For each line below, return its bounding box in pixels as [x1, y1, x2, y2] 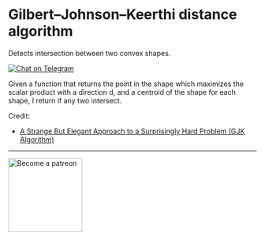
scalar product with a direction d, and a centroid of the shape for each [8, 87, 237, 96]
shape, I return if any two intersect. [8, 96, 122, 105]
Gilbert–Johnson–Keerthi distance [8, 6, 237, 24]
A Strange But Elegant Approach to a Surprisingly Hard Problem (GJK [19, 126, 245, 136]
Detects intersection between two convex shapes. [8, 48, 171, 58]
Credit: [8, 111, 31, 120]
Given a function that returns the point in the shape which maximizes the [8, 79, 244, 88]
